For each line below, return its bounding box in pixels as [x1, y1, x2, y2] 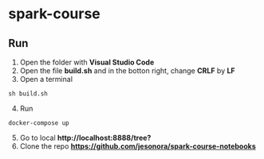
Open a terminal [19, 75, 73, 83]
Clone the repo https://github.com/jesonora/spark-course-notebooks [19, 142, 257, 151]
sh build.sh [8, 90, 48, 98]
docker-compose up [8, 119, 69, 127]
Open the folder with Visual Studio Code [19, 57, 155, 67]
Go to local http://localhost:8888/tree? [19, 133, 152, 142]
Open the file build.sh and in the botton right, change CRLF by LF [19, 66, 235, 76]
